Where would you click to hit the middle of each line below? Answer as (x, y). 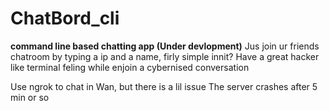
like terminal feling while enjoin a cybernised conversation (130, 67)
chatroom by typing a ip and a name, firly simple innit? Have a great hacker (165, 56)
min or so (30, 97)
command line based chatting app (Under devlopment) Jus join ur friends (165, 46)
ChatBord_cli (65, 18)
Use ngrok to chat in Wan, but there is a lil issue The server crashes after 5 (164, 86)
